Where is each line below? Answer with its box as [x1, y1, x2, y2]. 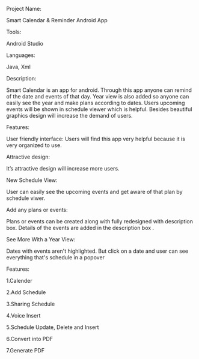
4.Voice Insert [6, 312, 41, 319]
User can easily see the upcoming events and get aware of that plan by [6, 189, 183, 195]
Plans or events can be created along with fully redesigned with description [6, 218, 194, 225]
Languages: [6, 52, 35, 59]
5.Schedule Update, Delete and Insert [6, 324, 99, 331]
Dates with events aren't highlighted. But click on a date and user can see [6, 247, 188, 255]
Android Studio [6, 40, 44, 47]
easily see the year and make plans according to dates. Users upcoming [6, 99, 185, 106]
